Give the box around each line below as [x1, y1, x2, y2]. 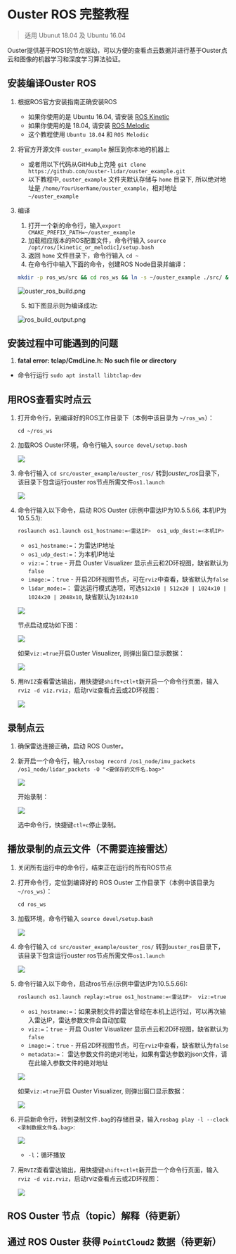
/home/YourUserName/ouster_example [41, 184, 146, 192]
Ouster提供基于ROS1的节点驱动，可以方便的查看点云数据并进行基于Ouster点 [7, 46, 228, 54]
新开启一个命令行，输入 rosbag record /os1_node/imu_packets [17, 756, 196, 765]
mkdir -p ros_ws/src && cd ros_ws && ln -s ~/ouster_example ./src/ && [17, 274, 232, 281]
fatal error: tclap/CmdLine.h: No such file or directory [17, 356, 177, 365]
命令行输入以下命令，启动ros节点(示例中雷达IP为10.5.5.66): [17, 979, 188, 988]
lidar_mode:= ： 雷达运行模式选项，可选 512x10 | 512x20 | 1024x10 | [27, 584, 227, 592]
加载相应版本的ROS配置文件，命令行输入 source [27, 236, 166, 244]
